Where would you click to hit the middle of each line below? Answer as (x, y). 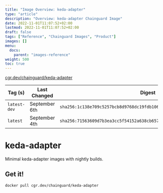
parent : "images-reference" (42, 55)
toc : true (15, 64)
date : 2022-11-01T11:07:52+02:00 (39, 23)
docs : (15, 50)
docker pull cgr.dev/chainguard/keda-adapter (52, 185)
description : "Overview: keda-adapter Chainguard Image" (64, 18)
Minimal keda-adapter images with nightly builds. (54, 159)
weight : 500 (17, 59)
